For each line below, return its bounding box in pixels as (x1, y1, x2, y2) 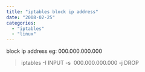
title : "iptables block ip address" (6, 8, 98, 15)
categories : (6, 20, 36, 26)
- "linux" (11, 31, 36, 37)
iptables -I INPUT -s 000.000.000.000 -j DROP (21, 59, 139, 67)
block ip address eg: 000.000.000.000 (6, 47, 103, 55)
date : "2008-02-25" (6, 14, 56, 20)
